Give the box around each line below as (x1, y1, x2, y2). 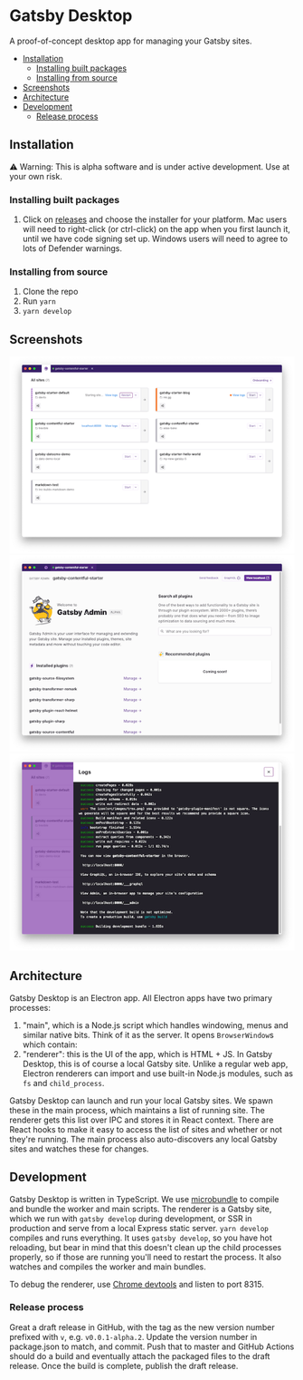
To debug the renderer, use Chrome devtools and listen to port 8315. (9, 1278, 265, 1289)
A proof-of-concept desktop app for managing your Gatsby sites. (9, 35, 252, 46)
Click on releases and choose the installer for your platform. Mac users (22, 214, 288, 225)
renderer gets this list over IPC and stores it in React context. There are (9, 1114, 274, 1125)
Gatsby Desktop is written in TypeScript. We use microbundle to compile (9, 1193, 279, 1204)
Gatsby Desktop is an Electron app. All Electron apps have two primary (9, 992, 273, 1003)
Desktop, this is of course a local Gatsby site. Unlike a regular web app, (22, 1058, 289, 1069)
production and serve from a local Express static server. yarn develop (9, 1222, 269, 1233)
